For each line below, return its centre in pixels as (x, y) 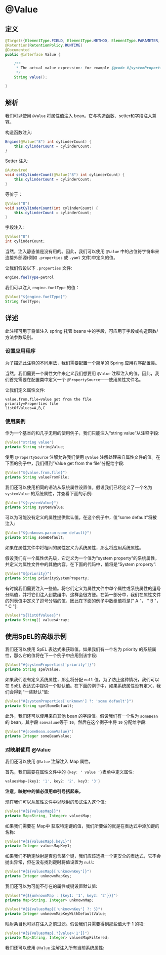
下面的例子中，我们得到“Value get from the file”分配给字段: (65, 463)
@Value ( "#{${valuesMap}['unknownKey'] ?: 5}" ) (54, 909)
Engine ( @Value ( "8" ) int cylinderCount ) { (48, 142)
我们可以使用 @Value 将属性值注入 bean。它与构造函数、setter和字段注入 (79, 116)
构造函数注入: (19, 132)
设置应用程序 (21, 351)
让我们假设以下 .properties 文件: (39, 268)
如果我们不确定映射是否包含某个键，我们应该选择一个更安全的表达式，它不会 (83, 856)
